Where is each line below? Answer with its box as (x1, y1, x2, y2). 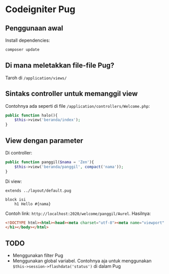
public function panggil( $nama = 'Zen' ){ (5, 159, 94, 165)
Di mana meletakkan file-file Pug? (5, 61, 115, 70)
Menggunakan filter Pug (12, 253, 63, 259)
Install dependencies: (5, 37, 50, 43)
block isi (5, 197, 26, 202)
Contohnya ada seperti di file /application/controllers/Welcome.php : (5, 103, 150, 109)
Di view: (5, 178, 22, 184)
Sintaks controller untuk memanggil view (5, 89, 138, 98)
